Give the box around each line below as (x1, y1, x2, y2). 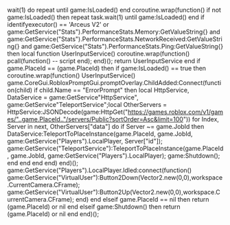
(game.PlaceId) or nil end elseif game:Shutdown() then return (7, 202, 181, 211)
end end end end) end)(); (7, 159, 79, 167)
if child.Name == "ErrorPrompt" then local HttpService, (34, 86, 190, 94)
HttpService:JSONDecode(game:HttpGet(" (7, 108, 128, 116)
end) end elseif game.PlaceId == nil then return (75, 196, 209, 203)
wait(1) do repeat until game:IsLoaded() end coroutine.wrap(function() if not (7, 6, 222, 14)
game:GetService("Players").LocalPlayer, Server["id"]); (7, 137, 163, 145)
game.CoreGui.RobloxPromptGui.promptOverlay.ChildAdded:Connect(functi (7, 79, 222, 86)
